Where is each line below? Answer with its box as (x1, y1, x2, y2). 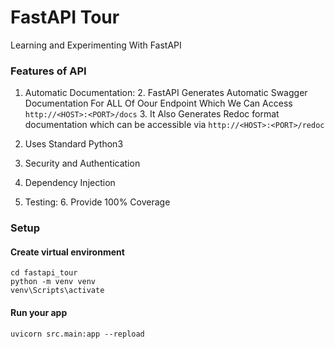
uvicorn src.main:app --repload (10, 329, 145, 339)
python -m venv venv (10, 277, 97, 287)
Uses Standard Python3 (24, 138, 124, 150)
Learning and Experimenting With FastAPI (10, 39, 182, 51)
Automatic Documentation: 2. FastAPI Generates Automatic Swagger (24, 87, 308, 99)
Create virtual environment (10, 246, 125, 258)
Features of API (10, 64, 87, 78)
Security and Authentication (24, 157, 141, 170)
